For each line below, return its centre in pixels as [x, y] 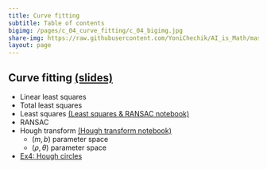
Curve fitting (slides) [61, 78]
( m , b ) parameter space [70, 139]
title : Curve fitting [44, 16]
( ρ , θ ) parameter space [69, 147]
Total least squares [51, 105]
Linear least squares [53, 96]
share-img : [26, 38]
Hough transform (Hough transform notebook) [96, 130]
